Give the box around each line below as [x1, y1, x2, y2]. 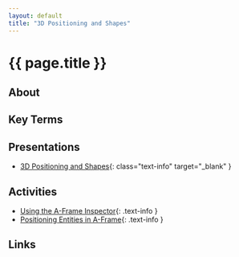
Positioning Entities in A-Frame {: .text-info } [19, 214, 164, 225]
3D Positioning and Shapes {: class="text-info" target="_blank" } [19, 161, 232, 171]
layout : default [8, 11, 63, 20]
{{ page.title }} [8, 54, 107, 72]
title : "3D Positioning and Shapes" [8, 19, 131, 27]
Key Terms [8, 113, 63, 127]
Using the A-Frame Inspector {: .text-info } [19, 206, 158, 216]
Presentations [8, 140, 80, 153]
